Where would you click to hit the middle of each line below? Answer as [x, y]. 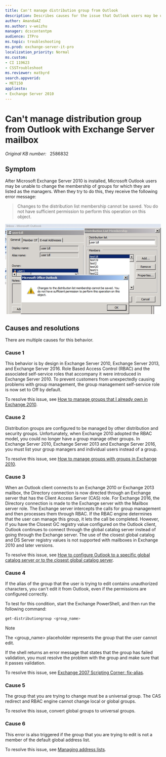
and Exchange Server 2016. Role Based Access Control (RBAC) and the [78, 369]
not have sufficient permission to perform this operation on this [81, 211]
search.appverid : [23, 78]
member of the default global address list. [48, 740]
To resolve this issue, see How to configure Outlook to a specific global [78, 555]
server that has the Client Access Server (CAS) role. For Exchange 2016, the [82, 498]
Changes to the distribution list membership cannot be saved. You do [87, 206]
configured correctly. [27, 594]
